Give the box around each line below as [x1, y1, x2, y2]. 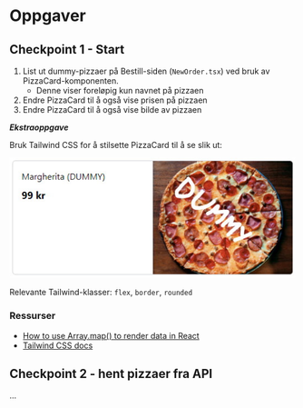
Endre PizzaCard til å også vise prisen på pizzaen [22, 95, 208, 105]
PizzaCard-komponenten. [22, 75, 120, 86]
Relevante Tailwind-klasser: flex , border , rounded [9, 287, 193, 298]
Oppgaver [9, 5, 86, 26]
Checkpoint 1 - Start [9, 42, 125, 57]
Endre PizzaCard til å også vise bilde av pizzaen [22, 104, 202, 114]
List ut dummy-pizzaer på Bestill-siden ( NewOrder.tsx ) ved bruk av [22, 65, 270, 76]
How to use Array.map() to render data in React [22, 330, 200, 341]
